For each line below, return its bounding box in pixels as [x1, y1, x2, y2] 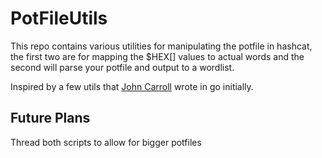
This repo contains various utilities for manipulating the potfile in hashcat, [10, 40, 313, 52]
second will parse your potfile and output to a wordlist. [10, 61, 235, 73]
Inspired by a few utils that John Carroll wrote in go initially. [10, 80, 254, 92]
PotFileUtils [10, 7, 108, 30]
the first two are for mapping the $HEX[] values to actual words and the [10, 50, 305, 62]
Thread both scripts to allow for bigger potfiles [10, 136, 202, 148]
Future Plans [10, 110, 91, 127]
